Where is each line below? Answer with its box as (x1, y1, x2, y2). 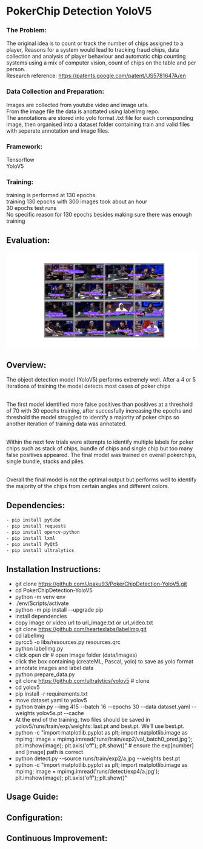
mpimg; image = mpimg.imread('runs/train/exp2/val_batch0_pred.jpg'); (15, 735, 193, 743)
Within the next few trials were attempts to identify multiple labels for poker (6, 438, 194, 445)
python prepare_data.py (15, 671, 75, 678)
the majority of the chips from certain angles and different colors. (6, 483, 170, 490)
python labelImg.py (15, 645, 64, 652)
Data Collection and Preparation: (6, 87, 105, 96)
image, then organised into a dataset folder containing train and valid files (6, 121, 190, 128)
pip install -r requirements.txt (15, 690, 88, 697)
